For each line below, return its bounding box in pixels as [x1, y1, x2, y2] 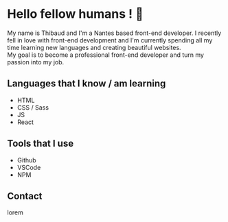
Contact [7, 190, 43, 201]
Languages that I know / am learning [7, 78, 166, 90]
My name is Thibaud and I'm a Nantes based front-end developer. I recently [7, 29, 222, 37]
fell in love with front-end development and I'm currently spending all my [7, 36, 213, 44]
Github [16, 156, 36, 164]
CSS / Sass [16, 103, 49, 112]
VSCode [16, 163, 41, 171]
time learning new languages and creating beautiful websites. [7, 43, 181, 51]
